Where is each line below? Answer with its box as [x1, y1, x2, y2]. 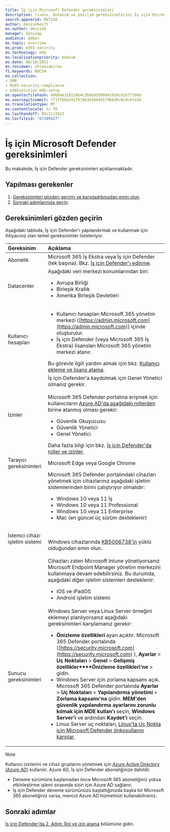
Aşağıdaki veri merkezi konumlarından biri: [48, 268, 149, 275]
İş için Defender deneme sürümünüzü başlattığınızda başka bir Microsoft [12, 787, 164, 793]
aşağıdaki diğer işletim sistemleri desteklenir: [48, 577, 155, 584]
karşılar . [56, 733, 76, 741]
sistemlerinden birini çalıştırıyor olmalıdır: [48, 484, 145, 491]
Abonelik [8, 257, 29, 264]
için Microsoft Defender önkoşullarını [56, 727, 144, 734]
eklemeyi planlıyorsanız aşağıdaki [48, 614, 127, 621]
